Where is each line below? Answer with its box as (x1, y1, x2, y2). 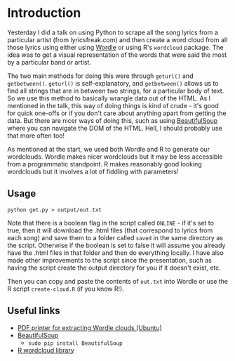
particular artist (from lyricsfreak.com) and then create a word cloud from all (7, 35, 228, 44)
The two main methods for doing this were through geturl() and (7, 72, 194, 80)
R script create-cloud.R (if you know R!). (7, 284, 124, 293)
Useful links (7, 305, 61, 317)
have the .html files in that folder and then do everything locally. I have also (7, 248, 224, 257)
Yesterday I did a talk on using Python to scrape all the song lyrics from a (7, 28, 219, 37)
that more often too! (7, 131, 65, 140)
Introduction (7, 5, 81, 21)
